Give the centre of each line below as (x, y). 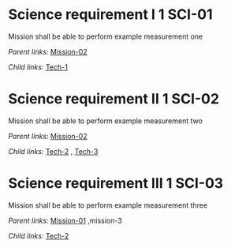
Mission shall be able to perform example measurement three (108, 205)
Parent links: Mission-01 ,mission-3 (65, 220)
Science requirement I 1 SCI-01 (110, 15)
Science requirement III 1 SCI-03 (116, 184)
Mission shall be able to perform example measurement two (106, 121)
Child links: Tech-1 (38, 67)
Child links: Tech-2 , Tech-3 (53, 151)
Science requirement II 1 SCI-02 (114, 99)
